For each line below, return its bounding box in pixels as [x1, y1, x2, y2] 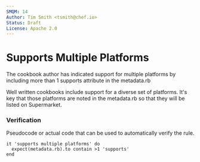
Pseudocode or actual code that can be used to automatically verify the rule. [6, 129, 195, 137]
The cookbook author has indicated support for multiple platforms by [6, 71, 176, 78]
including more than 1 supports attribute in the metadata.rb [6, 77, 151, 84]
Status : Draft [6, 20, 42, 26]
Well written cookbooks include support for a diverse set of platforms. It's [6, 89, 187, 96]
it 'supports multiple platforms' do [6, 141, 100, 147]
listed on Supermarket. [6, 101, 63, 108]
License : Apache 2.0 [6, 25, 58, 32]
